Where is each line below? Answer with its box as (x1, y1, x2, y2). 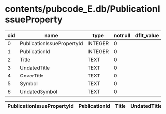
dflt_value (135, 32, 159, 38)
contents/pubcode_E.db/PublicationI (5, 3, 160, 15)
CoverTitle (19, 72, 44, 79)
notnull (113, 32, 131, 38)
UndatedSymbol (19, 88, 58, 95)
